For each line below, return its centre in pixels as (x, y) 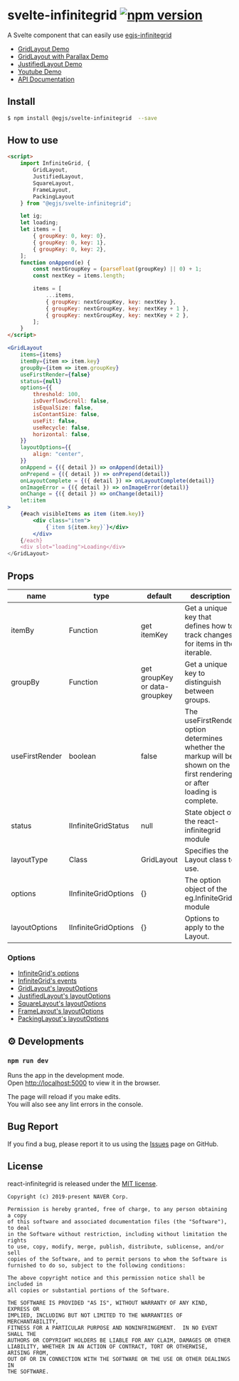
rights (17, 1240)
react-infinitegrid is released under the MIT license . (83, 1183)
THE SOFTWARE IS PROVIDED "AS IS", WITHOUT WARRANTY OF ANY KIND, (108, 1302)
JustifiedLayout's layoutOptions (64, 996)
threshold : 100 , (57, 395)
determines (203, 738)
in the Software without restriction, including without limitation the (117, 1234)
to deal (19, 1228)
